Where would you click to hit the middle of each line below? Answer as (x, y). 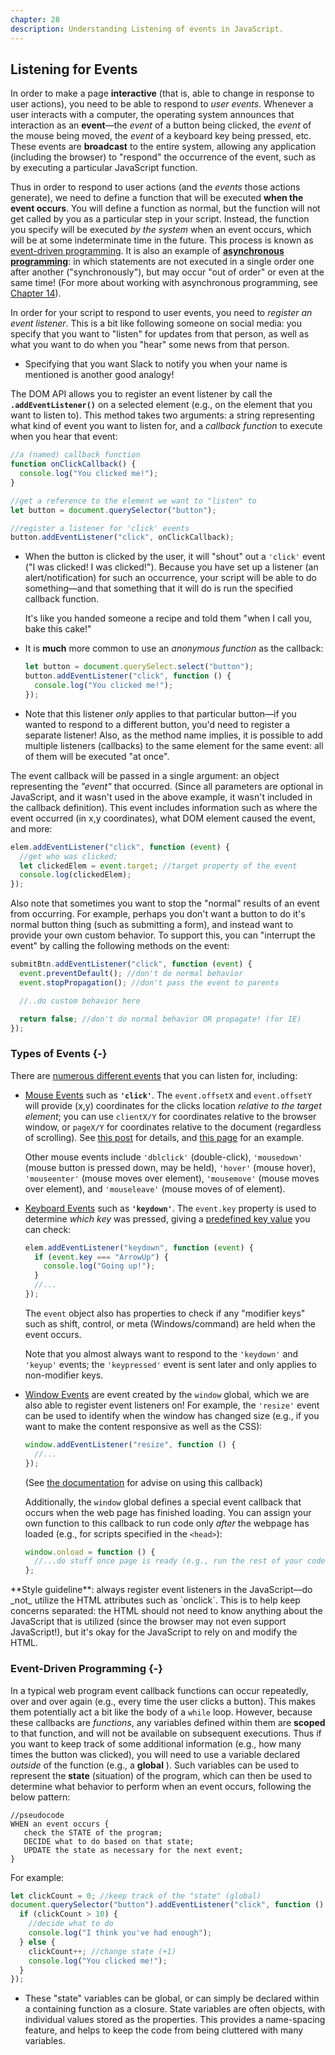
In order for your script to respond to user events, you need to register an (161, 313)
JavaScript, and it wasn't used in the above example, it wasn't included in (161, 797)
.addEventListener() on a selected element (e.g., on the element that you (161, 405)
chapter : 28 (35, 19)
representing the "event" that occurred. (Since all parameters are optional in (166, 786)
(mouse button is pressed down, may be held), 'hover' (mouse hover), (170, 1167)
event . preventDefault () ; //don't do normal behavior (131, 974)
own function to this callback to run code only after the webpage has (167, 1523)
